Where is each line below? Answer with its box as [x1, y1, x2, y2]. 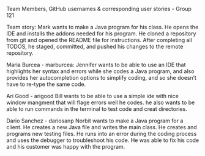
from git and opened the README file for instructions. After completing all [6, 37, 193, 43]
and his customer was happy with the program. [6, 143, 125, 150]
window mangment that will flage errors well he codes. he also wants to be [6, 99, 195, 106]
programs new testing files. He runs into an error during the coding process [6, 130, 197, 137]
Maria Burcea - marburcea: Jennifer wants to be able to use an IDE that [6, 61, 186, 68]
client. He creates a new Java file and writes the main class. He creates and [6, 124, 197, 130]
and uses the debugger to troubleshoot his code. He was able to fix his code [6, 136, 199, 144]
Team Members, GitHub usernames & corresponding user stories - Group [6, 5, 192, 12]
